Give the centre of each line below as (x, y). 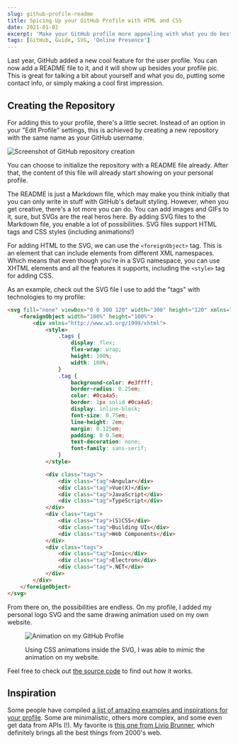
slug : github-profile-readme (50, 14)
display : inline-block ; (106, 409)
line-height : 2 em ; (98, 422)
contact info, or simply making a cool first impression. (86, 83)
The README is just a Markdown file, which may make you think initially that (119, 194)
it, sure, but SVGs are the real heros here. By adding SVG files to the (107, 217)
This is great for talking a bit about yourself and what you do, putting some (116, 76)
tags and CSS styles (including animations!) (71, 231)
